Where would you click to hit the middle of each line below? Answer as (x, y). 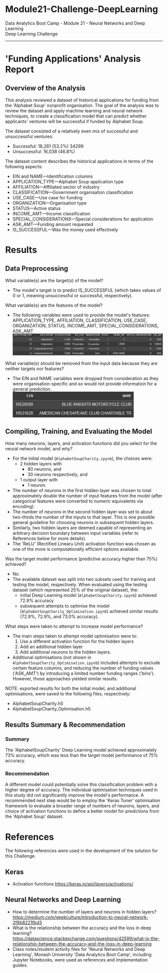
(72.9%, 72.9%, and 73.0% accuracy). (59, 617)
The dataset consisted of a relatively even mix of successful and (71, 131)
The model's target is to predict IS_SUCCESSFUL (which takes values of (87, 290)
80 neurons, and (44, 469)
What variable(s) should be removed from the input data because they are (81, 363)
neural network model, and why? (39, 449)
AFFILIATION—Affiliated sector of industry (56, 187)
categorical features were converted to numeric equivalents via (78, 501)
